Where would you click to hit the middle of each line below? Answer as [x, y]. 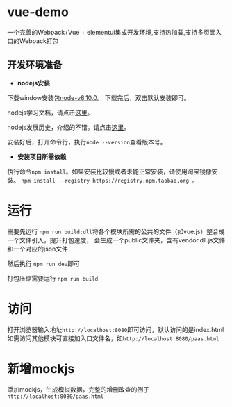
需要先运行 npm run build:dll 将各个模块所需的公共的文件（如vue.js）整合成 [116, 231]
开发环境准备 [35, 65]
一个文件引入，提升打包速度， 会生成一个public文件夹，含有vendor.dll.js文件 [116, 240]
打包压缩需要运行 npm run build [53, 278]
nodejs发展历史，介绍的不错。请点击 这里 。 [69, 127]
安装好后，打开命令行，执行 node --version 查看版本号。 [87, 142]
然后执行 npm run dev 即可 [43, 263]
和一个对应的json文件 [38, 249]
